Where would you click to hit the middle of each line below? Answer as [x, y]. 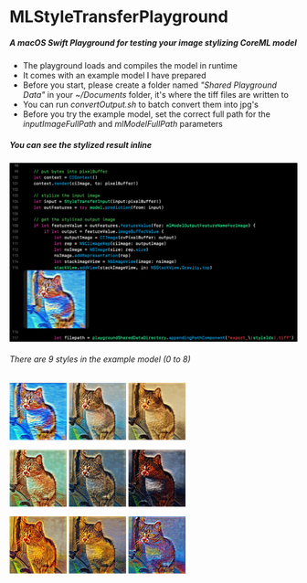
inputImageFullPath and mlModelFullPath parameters [123, 124]
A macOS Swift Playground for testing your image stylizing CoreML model [153, 42]
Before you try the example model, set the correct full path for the [147, 114]
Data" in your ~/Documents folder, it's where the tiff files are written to [156, 95]
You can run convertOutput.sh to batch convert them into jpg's [140, 105]
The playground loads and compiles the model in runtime [130, 66]
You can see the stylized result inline [81, 144]
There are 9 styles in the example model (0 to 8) [101, 359]
